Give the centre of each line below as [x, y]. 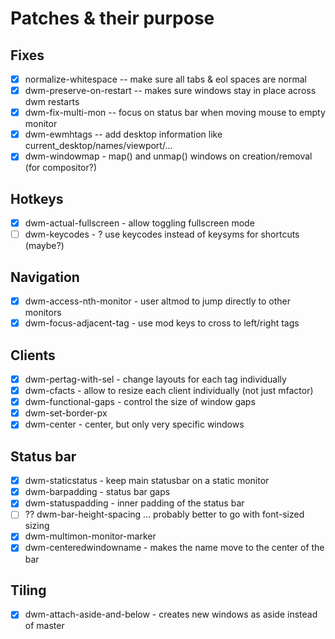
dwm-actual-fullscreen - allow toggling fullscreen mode [139, 223]
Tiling [28, 590]
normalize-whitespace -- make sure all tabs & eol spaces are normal [165, 79]
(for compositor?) [61, 168]
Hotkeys [37, 198]
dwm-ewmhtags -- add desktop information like [123, 134]
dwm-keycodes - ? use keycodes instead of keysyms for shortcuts [162, 234]
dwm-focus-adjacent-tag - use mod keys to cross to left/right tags [162, 323]
